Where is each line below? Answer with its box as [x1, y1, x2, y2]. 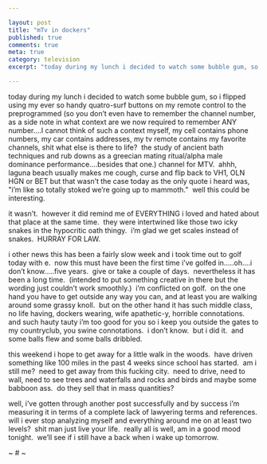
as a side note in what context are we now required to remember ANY [8, 117, 238, 127]
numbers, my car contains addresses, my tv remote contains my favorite [8, 134, 246, 143]
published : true [8, 33, 62, 41]
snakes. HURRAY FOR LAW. [8, 234, 101, 244]
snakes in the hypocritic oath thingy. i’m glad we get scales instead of [8, 225, 239, 235]
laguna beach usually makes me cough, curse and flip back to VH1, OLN [8, 168, 245, 177]
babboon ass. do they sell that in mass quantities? [8, 383, 175, 392]
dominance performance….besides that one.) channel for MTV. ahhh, [8, 159, 238, 169]
